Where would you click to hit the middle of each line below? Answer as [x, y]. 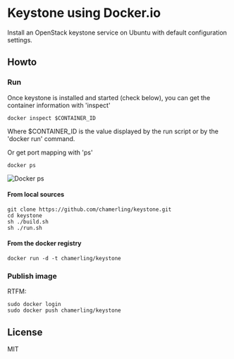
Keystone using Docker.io [84, 13]
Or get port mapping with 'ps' [50, 152]
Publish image [32, 276]
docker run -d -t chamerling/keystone [64, 259]
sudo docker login [34, 305]
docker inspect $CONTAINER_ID [52, 118]
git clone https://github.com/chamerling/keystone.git [90, 209]
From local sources [36, 195]
